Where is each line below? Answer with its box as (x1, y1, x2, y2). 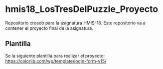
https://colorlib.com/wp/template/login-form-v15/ (5, 58, 107, 64)
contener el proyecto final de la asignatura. (5, 25, 93, 31)
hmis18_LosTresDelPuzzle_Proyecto (5, 3, 159, 15)
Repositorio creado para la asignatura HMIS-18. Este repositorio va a (5, 20, 146, 26)
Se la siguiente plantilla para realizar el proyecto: (5, 53, 105, 59)
